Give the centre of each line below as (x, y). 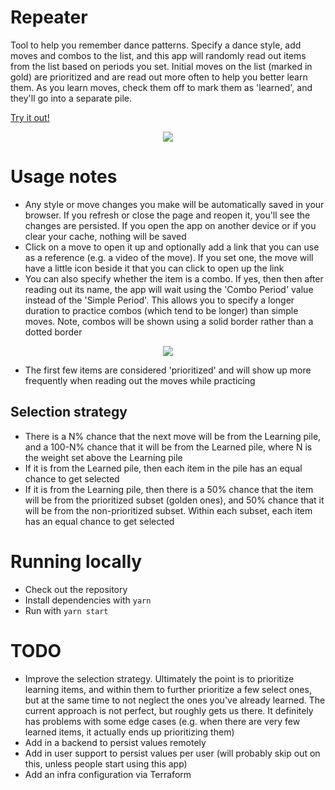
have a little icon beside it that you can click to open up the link (154, 268)
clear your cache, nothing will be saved (105, 236)
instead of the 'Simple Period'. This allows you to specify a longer (159, 300)
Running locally (76, 561)
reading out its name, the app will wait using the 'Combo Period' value (169, 289)
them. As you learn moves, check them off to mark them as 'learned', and (161, 87)
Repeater (49, 17)
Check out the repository (76, 589)
